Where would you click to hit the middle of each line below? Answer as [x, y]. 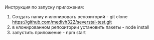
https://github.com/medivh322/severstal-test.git [62, 22]
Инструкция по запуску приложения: [44, 7]
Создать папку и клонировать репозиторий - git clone [70, 17]
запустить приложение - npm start [49, 32]
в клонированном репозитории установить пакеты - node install [81, 27]
